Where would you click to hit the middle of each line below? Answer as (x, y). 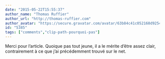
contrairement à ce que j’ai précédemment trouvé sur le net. (66, 51)
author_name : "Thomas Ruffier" (37, 14)
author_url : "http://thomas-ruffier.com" (48, 19)
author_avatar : (21, 23)
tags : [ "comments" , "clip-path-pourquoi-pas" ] (52, 32)
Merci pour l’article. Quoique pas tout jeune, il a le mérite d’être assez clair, (81, 46)
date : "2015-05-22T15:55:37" (35, 10)
